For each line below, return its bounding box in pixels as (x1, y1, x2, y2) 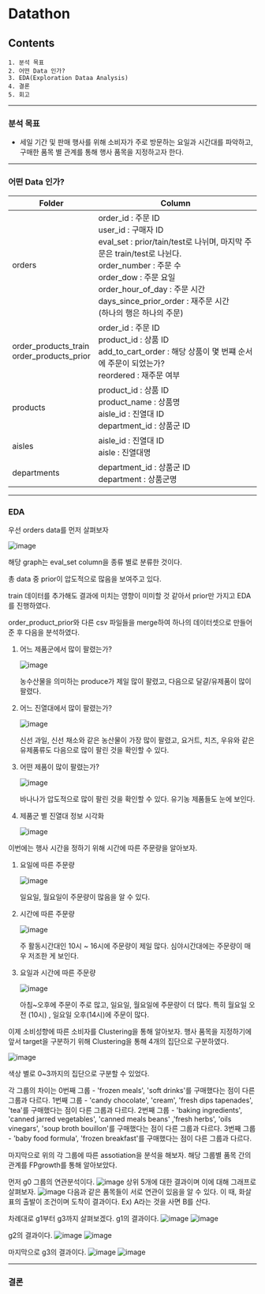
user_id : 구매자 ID (98, 224, 164, 235)
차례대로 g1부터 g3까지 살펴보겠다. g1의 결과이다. (8, 1213, 159, 1223)
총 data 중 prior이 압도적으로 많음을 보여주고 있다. (8, 574, 162, 583)
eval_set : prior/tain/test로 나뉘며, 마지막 (98, 236, 243, 247)
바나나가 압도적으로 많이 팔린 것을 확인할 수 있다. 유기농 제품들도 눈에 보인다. (19, 794, 256, 803)
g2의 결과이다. (8, 1230, 53, 1239)
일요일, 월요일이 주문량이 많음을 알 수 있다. (19, 892, 151, 901)
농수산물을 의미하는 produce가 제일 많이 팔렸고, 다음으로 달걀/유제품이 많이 (19, 676, 252, 685)
